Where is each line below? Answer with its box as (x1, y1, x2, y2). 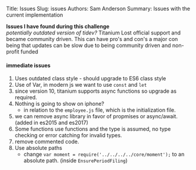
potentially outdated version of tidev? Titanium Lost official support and (6, 29, 181, 36)
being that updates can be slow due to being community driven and (6, 42, 171, 49)
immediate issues (6, 62, 51, 69)
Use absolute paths (14, 144, 62, 152)
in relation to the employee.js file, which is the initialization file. (23, 106, 176, 114)
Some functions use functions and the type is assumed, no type (14, 125, 171, 133)
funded (20, 48, 38, 55)
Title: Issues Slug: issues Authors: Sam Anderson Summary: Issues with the (6, 5, 191, 12)
